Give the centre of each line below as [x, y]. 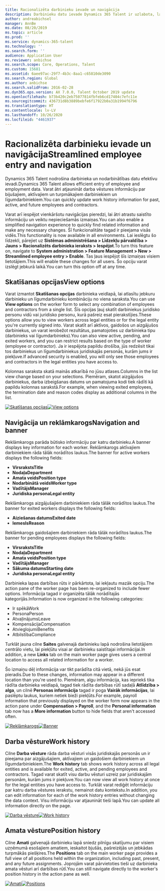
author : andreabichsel [28, 19]
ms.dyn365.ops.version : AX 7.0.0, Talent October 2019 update [70, 92]
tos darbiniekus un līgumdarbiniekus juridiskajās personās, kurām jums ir [79, 351]
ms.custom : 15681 [23, 69]
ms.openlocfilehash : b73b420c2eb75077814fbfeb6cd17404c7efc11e [71, 97]
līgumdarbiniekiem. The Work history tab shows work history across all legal [82, 764]
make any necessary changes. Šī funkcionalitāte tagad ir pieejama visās [78, 230]
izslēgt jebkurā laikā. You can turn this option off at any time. [66, 266]
